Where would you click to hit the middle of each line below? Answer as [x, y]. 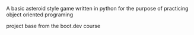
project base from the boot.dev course [53, 26]
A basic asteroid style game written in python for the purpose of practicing [97, 8]
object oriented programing [40, 15]
